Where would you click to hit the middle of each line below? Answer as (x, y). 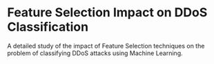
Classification (48, 27)
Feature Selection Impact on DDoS (107, 13)
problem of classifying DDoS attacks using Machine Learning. (95, 53)
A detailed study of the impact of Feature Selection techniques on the (106, 46)
